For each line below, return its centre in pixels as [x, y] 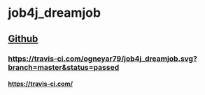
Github [23, 39]
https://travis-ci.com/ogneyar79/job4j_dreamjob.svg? [103, 59]
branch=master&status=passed [64, 67]
